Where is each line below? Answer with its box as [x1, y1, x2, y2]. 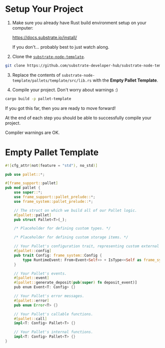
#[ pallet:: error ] [14, 298, 50, 303]
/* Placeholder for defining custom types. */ [14, 226, 111, 231]
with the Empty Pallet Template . [92, 77, 159, 83]
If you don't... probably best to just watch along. [12, 44, 110, 50]
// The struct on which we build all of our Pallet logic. [14, 208, 137, 213]
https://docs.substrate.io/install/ [12, 34, 77, 40]
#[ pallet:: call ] [14, 316, 48, 321]
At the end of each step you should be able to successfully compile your [5, 115, 152, 121]
